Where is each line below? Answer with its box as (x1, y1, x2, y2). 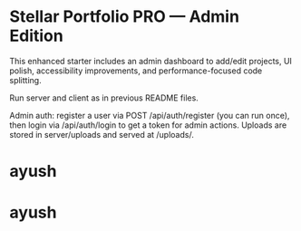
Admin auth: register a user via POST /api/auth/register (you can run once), (9, 110, 290, 120)
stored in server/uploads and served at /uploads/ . (9, 129, 195, 140)
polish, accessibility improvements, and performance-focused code (9, 65, 263, 76)
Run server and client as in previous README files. (9, 92, 199, 103)
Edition (9, 25, 63, 46)
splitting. (9, 74, 43, 85)
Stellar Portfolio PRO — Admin (9, 6, 240, 27)
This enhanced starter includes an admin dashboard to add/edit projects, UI (9, 55, 293, 66)
